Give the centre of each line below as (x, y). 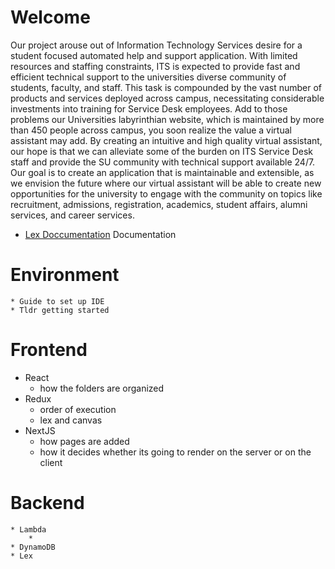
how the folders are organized (102, 388)
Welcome (50, 17)
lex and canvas (71, 420)
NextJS (40, 430)
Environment (65, 275)
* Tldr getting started (60, 310)
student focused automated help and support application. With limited (154, 55)
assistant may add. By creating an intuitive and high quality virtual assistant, (166, 140)
